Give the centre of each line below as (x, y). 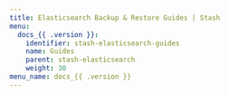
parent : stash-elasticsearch (81, 60)
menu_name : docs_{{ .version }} (70, 77)
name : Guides (50, 52)
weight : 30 (46, 69)
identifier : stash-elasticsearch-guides (103, 43)
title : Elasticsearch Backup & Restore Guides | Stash (115, 18)
